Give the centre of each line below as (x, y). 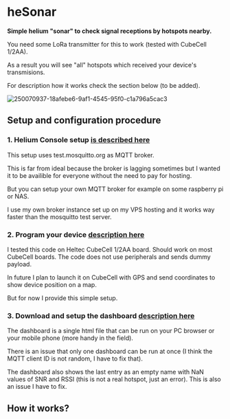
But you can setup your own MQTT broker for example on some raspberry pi (115, 189)
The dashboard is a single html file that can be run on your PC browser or (111, 331)
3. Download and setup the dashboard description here (101, 315)
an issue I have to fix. (37, 387)
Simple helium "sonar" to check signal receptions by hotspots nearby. (110, 31)
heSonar (32, 12)
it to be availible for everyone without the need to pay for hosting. (100, 175)
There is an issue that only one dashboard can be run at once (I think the (110, 352)
